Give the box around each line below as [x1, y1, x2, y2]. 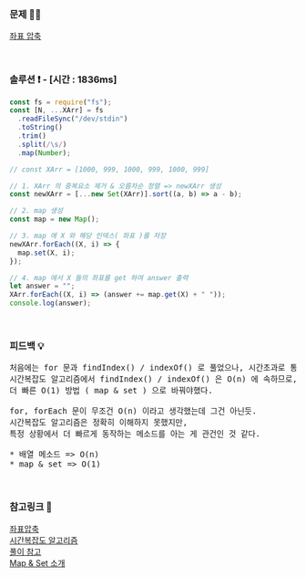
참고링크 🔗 [9, 500, 53, 513]
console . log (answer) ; [9, 299, 92, 308]
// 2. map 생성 [9, 206, 64, 215]
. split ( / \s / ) [17, 140, 67, 149]
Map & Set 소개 [9, 557, 66, 568]
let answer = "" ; [9, 281, 76, 291]
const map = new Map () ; [9, 215, 100, 225]
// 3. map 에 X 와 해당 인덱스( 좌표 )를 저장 [9, 231, 167, 241]
